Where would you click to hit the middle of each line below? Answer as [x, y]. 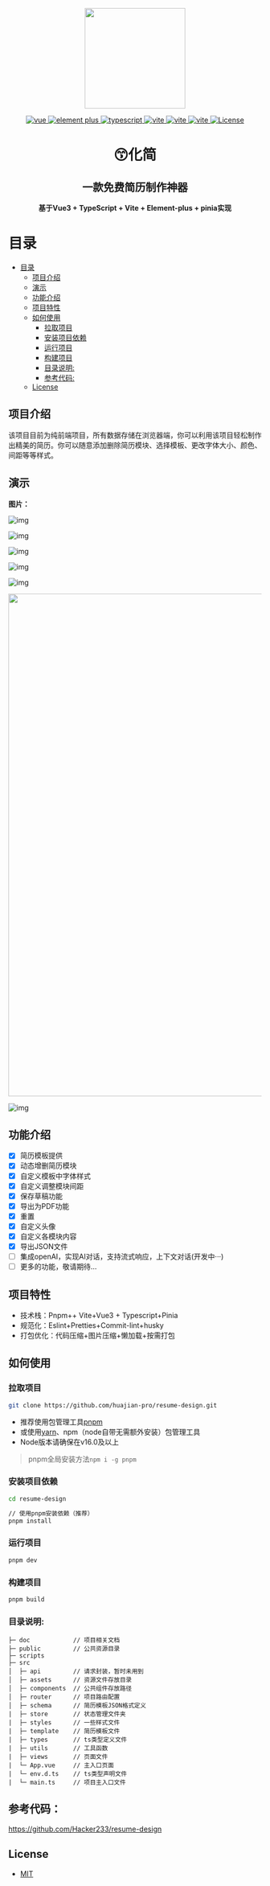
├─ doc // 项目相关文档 [64, 1641]
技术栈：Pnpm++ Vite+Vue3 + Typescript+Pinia [99, 1315]
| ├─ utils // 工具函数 [58, 1748]
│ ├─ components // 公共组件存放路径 [70, 1689]
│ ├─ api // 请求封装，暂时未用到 [76, 1672]
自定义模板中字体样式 [55, 1176]
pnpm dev [23, 1560]
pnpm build [27, 1599]
